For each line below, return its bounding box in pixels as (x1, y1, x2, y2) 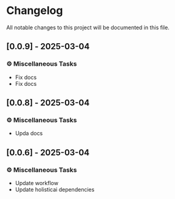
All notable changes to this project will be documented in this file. (6, 24, 170, 31)
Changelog (6, 4, 63, 18)
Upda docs (15, 130, 43, 137)
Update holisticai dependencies (15, 186, 95, 193)
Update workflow (15, 180, 59, 186)
